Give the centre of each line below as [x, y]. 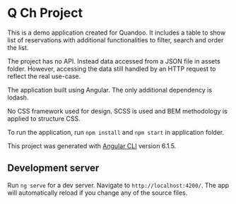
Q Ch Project [45, 13]
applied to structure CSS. [44, 119]
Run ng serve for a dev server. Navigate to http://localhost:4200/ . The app [118, 185]
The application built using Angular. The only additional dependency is [110, 90]
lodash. [18, 97]
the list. [18, 47]
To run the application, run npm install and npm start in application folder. [116, 132]
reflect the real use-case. [44, 76]
